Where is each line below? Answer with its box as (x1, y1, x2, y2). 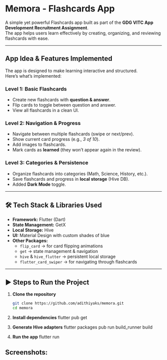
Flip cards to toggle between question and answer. (12, 102, 116, 108)
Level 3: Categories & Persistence (5, 159, 88, 166)
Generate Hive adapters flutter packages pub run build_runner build (12, 324, 153, 330)
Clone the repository (12, 291, 56, 297)
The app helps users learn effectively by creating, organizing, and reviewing (5, 30, 161, 36)
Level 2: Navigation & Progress (5, 120, 81, 126)
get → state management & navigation (19, 248, 98, 254)
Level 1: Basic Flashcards (5, 85, 67, 92)
